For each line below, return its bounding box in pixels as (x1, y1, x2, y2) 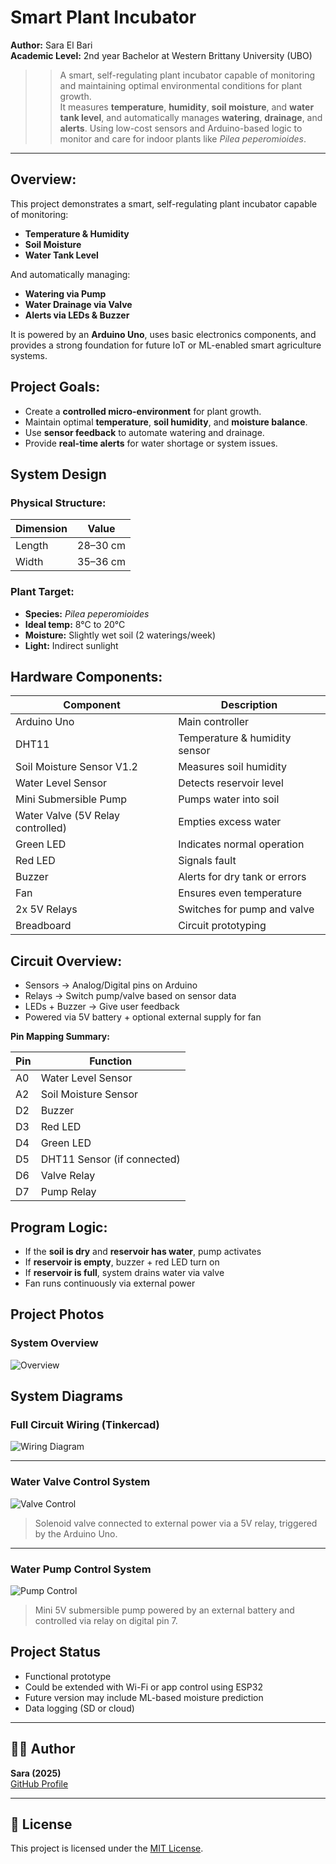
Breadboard (15, 919, 72, 933)
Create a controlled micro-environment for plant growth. (24, 405, 262, 417)
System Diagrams (10, 1388, 123, 1405)
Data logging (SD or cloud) (24, 1702, 135, 1714)
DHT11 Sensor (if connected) (40, 1152, 181, 1166)
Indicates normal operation (178, 837, 305, 851)
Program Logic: (10, 1219, 108, 1236)
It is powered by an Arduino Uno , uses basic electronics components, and (10, 328, 317, 340)
